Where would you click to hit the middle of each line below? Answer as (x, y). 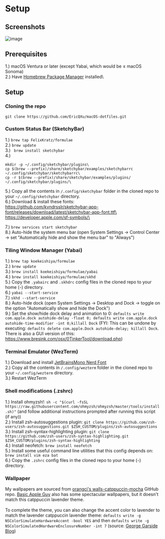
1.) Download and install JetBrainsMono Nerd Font (56, 362)
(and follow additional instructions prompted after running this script (86, 411)
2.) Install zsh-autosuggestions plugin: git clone (55, 422)
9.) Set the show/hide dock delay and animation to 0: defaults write (75, 314)
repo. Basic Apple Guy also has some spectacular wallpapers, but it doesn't (82, 494)
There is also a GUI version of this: (40, 334)
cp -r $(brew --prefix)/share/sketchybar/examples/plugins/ (68, 178)
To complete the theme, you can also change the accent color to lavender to (82, 510)
